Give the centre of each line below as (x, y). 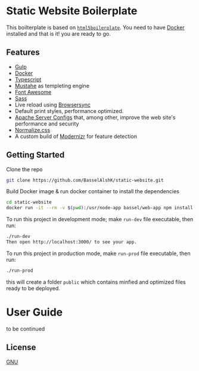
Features (23, 53)
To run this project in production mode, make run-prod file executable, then (98, 253)
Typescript (28, 79)
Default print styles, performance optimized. (69, 111)
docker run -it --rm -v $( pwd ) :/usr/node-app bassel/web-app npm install (100, 208)
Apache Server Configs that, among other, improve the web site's (95, 117)
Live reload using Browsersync (53, 105)
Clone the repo (24, 169)
